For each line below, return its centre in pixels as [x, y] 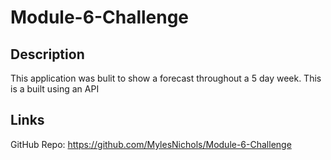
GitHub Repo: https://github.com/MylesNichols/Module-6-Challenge [151, 144]
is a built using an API [55, 89]
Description [47, 54]
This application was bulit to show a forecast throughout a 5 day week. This [166, 78]
